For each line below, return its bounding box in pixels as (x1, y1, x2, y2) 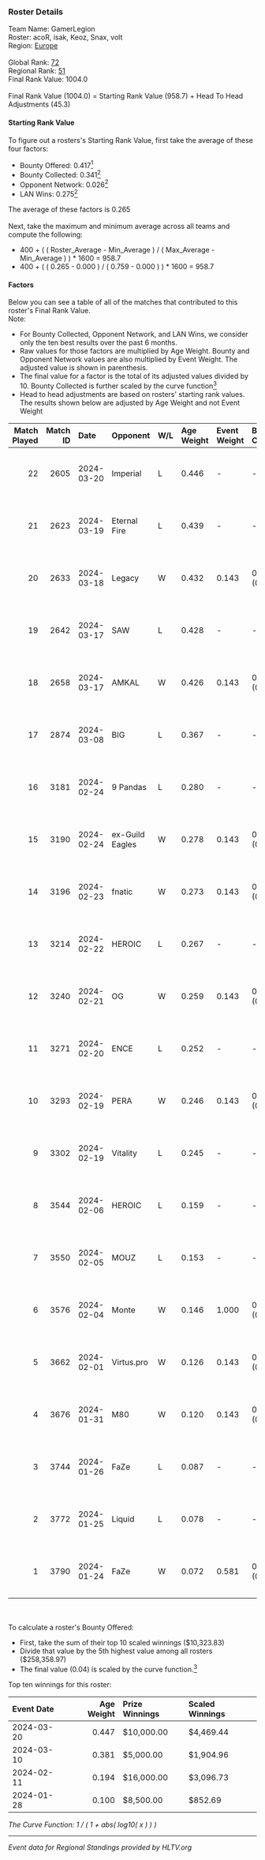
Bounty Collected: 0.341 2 (19, 169, 101, 179)
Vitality (111, 1147, 138, 1158)
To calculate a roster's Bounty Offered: (8, 1622, 134, 1632)
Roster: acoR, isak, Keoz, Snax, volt (8, 32, 123, 42)
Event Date (12, 1703, 54, 1714)
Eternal (111, 515, 138, 526)
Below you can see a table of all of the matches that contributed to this (8, 298, 238, 307)
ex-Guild (111, 829, 145, 840)
